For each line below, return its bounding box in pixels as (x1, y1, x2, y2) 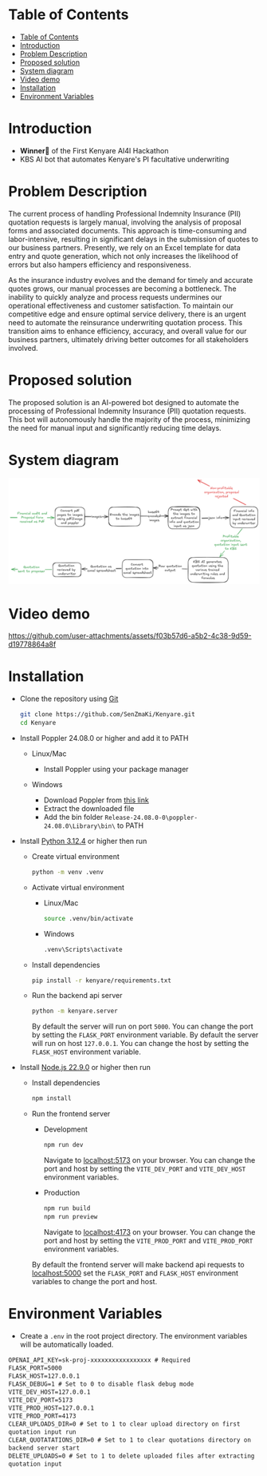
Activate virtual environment (31, 882, 125, 892)
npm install (31, 1095, 72, 1103)
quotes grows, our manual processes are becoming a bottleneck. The (8, 284, 237, 293)
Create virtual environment (31, 851, 120, 861)
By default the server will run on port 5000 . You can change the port (31, 1021, 253, 1032)
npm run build (43, 1204, 91, 1212)
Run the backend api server (31, 991, 123, 1001)
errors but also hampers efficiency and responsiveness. (8, 260, 191, 269)
